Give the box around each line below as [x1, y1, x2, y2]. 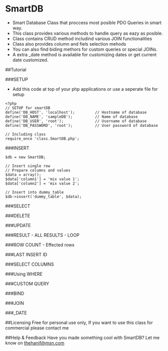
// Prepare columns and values [5, 167, 71, 173]
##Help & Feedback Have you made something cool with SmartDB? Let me [5, 334, 160, 340]
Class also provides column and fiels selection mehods [12, 41, 126, 47]
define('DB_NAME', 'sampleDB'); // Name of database [5, 114, 138, 119]
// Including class [5, 131, 46, 137]
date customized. [12, 57, 49, 63]
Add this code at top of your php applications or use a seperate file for [12, 86, 158, 92]
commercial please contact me [5, 324, 69, 331]
